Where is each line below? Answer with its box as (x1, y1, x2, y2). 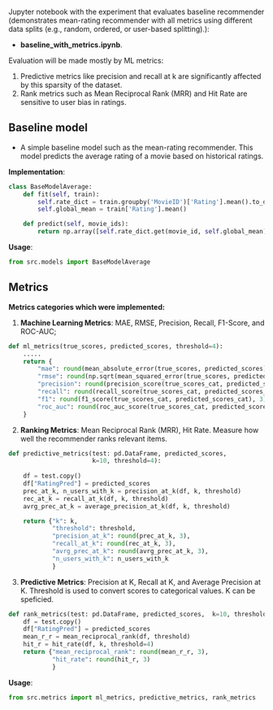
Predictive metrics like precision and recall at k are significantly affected (19, 72, 262, 81)
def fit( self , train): (23, 190, 100, 198)
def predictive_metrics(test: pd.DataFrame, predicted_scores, (8, 449, 227, 458)
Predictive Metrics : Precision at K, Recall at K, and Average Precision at (19, 577, 262, 586)
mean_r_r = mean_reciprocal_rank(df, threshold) (23, 633, 191, 641)
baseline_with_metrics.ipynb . (19, 40, 123, 50)
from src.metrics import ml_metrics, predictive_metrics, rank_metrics (8, 693, 256, 702)
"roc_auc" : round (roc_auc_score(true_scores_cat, (37, 403, 209, 411)
